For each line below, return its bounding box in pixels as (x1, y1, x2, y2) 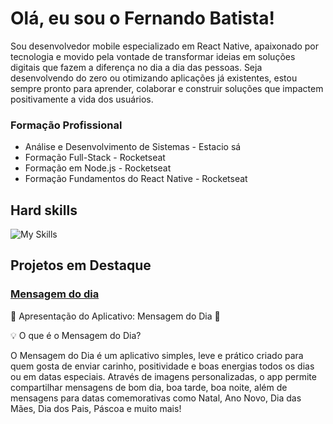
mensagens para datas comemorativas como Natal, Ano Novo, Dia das (10, 392, 302, 404)
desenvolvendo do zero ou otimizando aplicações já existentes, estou (10, 72, 298, 84)
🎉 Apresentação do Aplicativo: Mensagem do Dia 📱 (10, 310, 221, 322)
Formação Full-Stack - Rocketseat (24, 152, 166, 164)
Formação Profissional (10, 118, 123, 132)
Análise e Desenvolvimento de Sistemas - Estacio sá (24, 141, 242, 153)
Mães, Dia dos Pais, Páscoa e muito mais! (10, 402, 182, 414)
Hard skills (10, 202, 78, 219)
